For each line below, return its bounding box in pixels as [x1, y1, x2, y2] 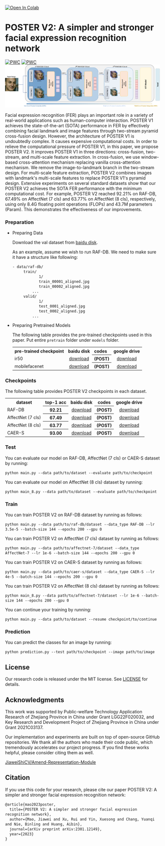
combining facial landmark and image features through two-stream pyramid [5, 128, 159, 134]
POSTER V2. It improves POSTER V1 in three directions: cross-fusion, [5, 148, 145, 155]
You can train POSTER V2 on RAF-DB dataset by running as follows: [5, 512, 142, 518]
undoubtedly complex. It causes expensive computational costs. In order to [5, 138, 158, 144]
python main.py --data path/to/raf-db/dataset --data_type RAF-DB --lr [5, 522, 155, 527]
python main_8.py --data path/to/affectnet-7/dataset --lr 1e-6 [5, 593, 139, 599]
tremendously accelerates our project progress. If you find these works [5, 744, 149, 750]
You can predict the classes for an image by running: [5, 639, 112, 645]
